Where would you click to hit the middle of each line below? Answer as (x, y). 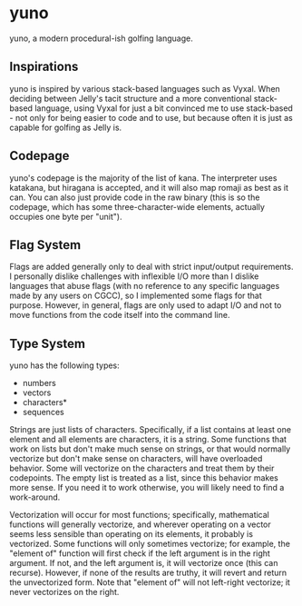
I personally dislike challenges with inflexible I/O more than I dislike (134, 276)
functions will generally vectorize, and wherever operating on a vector (141, 524)
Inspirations (44, 67)
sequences (44, 412)
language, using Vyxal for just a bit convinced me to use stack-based (164, 108)
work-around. (35, 497)
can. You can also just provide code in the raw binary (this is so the (135, 197)
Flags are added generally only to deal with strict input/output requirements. (151, 267)
